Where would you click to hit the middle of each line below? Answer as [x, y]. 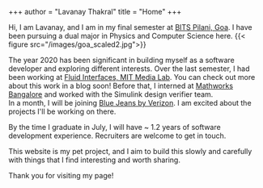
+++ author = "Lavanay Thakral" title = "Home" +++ [95, 12]
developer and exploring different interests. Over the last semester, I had [129, 69]
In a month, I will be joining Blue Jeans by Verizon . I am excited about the [130, 103]
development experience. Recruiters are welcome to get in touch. [117, 136]
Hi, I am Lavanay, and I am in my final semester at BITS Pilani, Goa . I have [130, 27]
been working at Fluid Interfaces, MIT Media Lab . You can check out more [132, 77]
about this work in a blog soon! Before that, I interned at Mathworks [121, 86]
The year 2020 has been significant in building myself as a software [121, 60]
